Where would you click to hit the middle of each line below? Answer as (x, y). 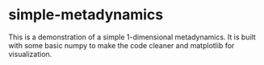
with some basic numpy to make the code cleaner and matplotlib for (122, 45)
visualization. (30, 54)
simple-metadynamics (86, 15)
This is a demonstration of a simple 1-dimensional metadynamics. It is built (132, 37)
